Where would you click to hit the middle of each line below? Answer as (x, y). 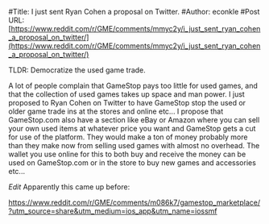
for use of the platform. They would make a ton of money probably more (128, 137)
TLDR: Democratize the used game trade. (77, 70)
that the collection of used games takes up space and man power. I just (127, 94)
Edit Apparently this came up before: (69, 187)
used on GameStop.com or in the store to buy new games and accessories (132, 163)
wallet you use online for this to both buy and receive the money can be (127, 154)
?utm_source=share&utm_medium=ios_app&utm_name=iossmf (113, 211)
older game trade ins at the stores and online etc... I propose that (116, 111)
